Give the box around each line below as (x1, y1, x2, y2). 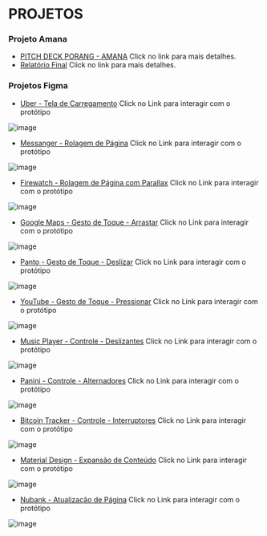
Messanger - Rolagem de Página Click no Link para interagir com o (19, 138, 242, 148)
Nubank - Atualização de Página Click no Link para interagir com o (19, 494, 241, 504)
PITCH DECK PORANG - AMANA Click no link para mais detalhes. (19, 51, 237, 61)
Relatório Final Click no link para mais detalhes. (19, 60, 176, 70)
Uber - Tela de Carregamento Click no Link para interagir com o (19, 98, 231, 108)
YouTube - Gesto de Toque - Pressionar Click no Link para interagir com (19, 296, 258, 306)
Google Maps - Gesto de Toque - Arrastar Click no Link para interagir (19, 217, 249, 227)
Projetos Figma (8, 80, 68, 91)
